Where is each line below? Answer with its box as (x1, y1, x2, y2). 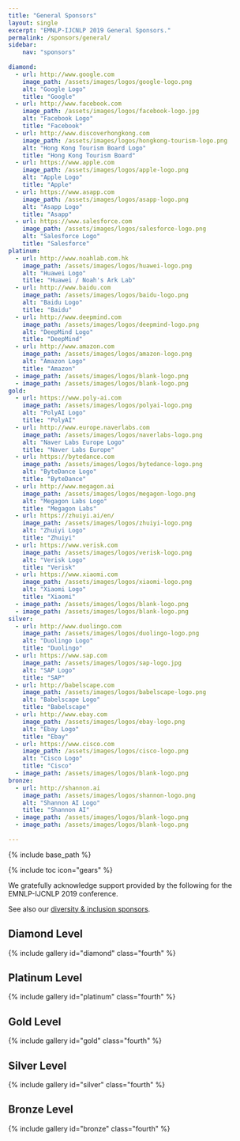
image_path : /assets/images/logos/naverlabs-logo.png (22, 430, 203, 439)
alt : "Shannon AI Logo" (22, 798, 101, 807)
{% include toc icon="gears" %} (8, 865, 113, 874)
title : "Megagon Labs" (22, 504, 97, 513)
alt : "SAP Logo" (22, 666, 77, 674)
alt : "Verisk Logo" (22, 555, 87, 564)
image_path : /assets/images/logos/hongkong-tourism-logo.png (22, 136, 227, 145)
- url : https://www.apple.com (15, 159, 114, 167)
